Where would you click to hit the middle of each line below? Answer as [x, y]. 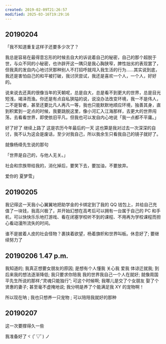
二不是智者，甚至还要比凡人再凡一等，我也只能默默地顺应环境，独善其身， [81, 105]
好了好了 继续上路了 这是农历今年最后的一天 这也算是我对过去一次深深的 [78, 128]
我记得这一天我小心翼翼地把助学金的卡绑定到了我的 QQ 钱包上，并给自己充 [81, 205]
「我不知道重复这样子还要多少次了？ [42, 47]
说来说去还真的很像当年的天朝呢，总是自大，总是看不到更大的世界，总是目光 [83, 93]
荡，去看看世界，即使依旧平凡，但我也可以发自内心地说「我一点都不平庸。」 [82, 117]
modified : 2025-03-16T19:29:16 [37, 14]
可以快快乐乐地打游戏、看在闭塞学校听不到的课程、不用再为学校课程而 [85, 217]
